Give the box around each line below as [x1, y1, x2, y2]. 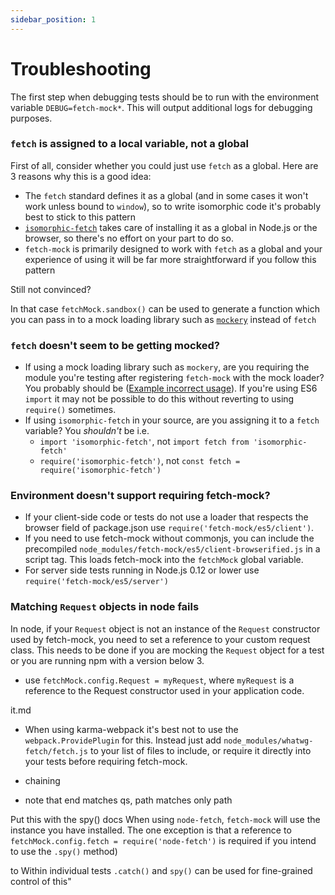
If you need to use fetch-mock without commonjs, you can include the [24, 532, 315, 545]
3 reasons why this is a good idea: [10, 170, 152, 182]
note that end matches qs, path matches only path [24, 794, 233, 806]
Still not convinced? [10, 283, 92, 295]
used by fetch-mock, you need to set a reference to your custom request [10, 633, 311, 645]
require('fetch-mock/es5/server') [24, 577, 169, 587]
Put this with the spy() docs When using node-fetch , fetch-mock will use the [10, 813, 321, 825]
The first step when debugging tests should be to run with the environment [10, 91, 320, 103]
